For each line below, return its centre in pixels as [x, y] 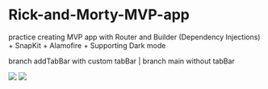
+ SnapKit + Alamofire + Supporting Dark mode [87, 45]
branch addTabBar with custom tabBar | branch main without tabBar [122, 61]
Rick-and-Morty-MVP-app [99, 15]
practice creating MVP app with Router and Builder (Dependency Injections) [134, 37]
